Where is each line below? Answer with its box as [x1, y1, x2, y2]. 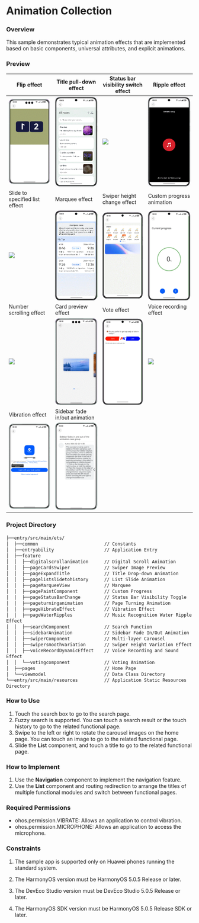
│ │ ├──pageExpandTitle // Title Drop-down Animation [6, 571, 179, 576]
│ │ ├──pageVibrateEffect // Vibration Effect [6, 606, 155, 612]
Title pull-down [56, 78, 97, 85]
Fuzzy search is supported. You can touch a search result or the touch [14, 716, 187, 723]
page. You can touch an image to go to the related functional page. [14, 735, 178, 742]
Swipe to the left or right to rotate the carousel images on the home [14, 729, 179, 736]
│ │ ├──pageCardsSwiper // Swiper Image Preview [6, 565, 166, 571]
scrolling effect [8, 309, 46, 316]
